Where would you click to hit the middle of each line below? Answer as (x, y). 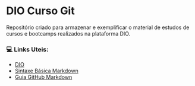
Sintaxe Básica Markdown (46, 71)
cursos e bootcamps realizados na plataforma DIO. (68, 33)
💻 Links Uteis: (27, 49)
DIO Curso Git (41, 11)
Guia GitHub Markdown (43, 77)
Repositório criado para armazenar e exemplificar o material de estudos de (98, 27)
